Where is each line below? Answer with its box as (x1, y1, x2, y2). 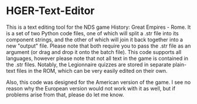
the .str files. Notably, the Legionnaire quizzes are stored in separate (6, 61, 172, 68)
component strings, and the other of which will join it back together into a (6, 36, 184, 43)
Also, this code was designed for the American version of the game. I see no (6, 78, 191, 86)
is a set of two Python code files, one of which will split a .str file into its (6, 29, 179, 36)
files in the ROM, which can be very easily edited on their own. (16, 67, 168, 74)
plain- (172, 61, 186, 68)
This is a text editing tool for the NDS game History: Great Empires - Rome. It (6, 24, 191, 31)
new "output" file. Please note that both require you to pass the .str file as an (6, 42, 191, 49)
